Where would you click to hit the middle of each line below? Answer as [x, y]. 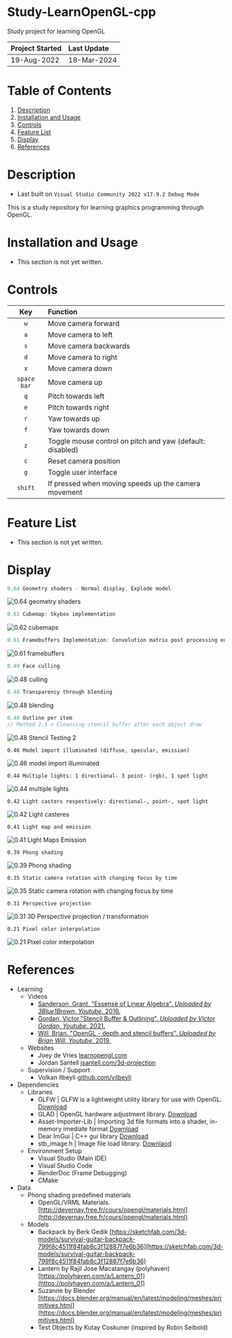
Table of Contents [59, 91]
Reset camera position [84, 461]
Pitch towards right [78, 407]
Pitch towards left [76, 396]
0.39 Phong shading [35, 852]
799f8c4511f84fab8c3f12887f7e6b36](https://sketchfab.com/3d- [130, 1246]
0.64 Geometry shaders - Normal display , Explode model [89, 588]
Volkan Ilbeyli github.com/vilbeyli [85, 1077]
